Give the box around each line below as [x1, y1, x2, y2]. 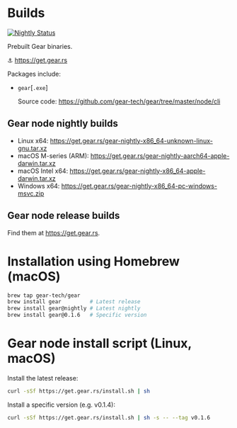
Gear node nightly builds [7, 118, 118, 130]
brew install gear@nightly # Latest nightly [7, 305, 141, 312]
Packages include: [7, 69, 62, 78]
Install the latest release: [7, 373, 79, 382]
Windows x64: [17, 181, 60, 190]
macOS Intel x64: [17, 167, 69, 175]
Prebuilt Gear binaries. [7, 42, 73, 50]
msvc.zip [17, 189, 45, 198]
